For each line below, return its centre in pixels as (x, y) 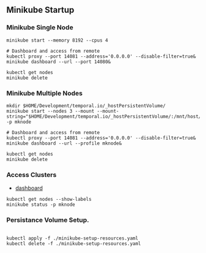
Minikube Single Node (40, 28)
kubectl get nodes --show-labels (49, 199)
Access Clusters (32, 175)
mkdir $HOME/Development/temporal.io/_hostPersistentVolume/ (86, 106)
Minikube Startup (40, 10)
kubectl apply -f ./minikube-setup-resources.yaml (72, 238)
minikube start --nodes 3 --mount (51, 111)
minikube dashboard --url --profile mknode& (64, 143)
